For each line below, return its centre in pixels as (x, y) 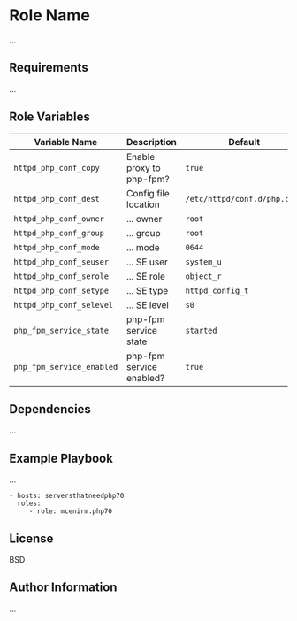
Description (152, 142)
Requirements (49, 68)
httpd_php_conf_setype (61, 290)
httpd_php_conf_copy (57, 168)
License (31, 538)
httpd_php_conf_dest (57, 199)
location (144, 204)
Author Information (63, 588)
